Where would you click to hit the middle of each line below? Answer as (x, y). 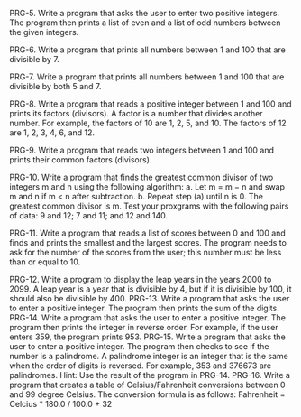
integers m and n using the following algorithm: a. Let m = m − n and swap (147, 187)
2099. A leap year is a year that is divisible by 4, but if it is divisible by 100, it (150, 289)
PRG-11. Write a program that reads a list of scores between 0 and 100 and (147, 233)
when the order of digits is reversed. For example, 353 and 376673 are (141, 366)
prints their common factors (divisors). (81, 160)
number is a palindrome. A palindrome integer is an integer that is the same (149, 356)
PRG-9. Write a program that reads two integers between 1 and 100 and (142, 150)
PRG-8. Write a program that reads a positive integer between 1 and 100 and (150, 104)
